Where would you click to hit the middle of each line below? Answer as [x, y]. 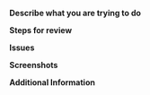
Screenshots [34, 65]
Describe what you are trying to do [75, 13]
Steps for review [41, 30]
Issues [22, 47]
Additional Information [53, 82]
